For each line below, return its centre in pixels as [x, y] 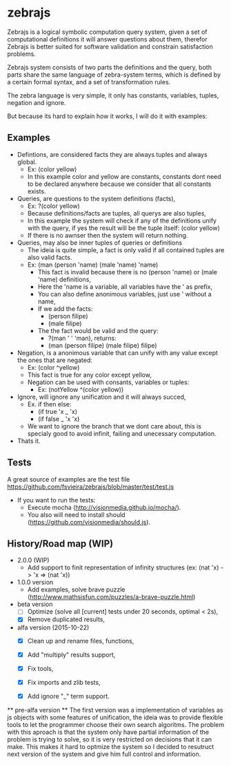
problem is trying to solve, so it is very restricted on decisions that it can [110, 739]
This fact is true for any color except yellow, [89, 375]
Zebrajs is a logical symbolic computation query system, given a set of [107, 32]
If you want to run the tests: [56, 500]
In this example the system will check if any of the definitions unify [122, 220]
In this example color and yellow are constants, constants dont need [124, 176]
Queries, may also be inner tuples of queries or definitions [100, 243]
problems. [21, 54]
